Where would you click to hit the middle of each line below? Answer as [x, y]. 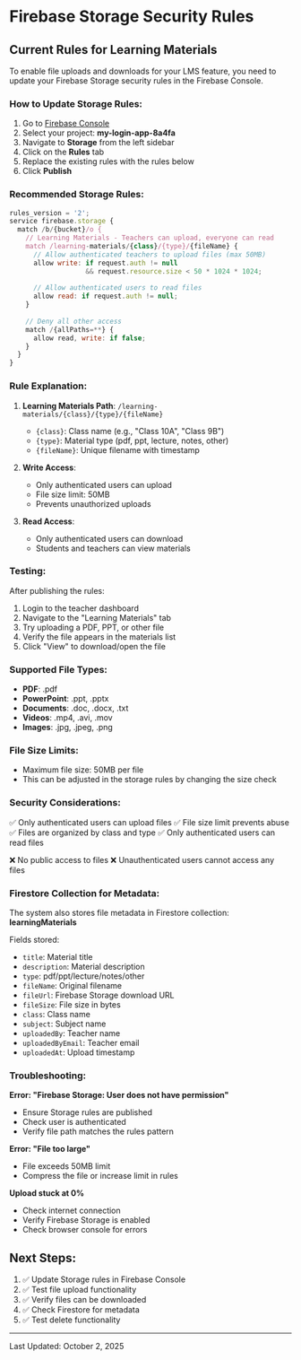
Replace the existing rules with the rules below [108, 161]
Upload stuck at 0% [47, 1193]
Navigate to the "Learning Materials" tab [97, 617]
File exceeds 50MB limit [66, 1166]
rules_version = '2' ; [50, 213]
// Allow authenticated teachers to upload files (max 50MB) [150, 254]
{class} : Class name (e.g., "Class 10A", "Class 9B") [130, 431]
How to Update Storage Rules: [76, 103]
